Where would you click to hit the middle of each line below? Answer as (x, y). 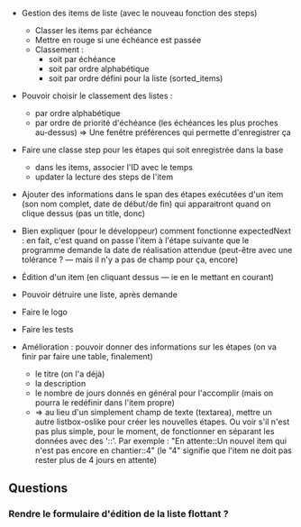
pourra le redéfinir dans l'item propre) (105, 403)
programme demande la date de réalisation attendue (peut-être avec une (157, 250)
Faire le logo (45, 312)
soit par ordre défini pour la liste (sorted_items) (136, 78)
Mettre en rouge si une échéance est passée (118, 40)
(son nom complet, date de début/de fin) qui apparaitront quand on (146, 204)
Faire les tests (47, 329)
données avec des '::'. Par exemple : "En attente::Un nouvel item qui (161, 441)
